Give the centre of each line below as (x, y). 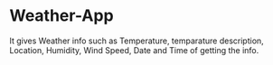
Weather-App (62, 16)
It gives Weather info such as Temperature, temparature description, (136, 41)
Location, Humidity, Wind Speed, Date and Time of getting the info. (134, 50)
